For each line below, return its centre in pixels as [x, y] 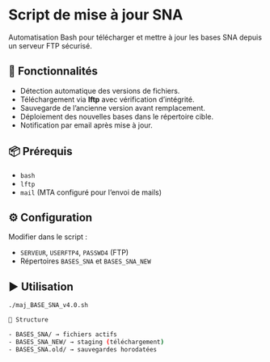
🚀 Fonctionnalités [53, 72]
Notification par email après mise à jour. [86, 125]
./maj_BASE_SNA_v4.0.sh [49, 305]
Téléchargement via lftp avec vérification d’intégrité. [107, 99]
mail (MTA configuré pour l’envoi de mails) [91, 192]
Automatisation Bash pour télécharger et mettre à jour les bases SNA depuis [135, 37]
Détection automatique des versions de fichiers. [100, 90]
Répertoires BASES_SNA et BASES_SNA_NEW [85, 261]
